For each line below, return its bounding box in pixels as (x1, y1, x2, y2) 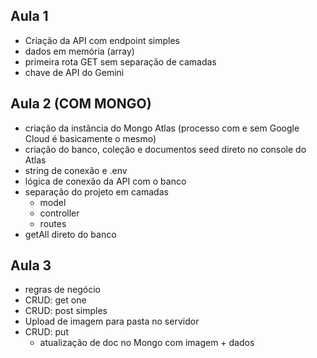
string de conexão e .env (24, 164, 128, 176)
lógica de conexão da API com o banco (24, 175, 187, 187)
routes (39, 217, 67, 229)
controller (39, 207, 80, 219)
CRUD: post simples (24, 305, 108, 317)
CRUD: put (24, 326, 69, 338)
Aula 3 (10, 257, 52, 274)
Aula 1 (10, 8, 49, 25)
